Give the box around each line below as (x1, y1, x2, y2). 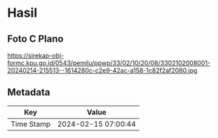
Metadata (7, 86, 50, 99)
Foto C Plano (7, 33, 64, 45)
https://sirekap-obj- (7, 51, 64, 60)
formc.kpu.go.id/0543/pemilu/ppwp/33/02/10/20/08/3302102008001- (7, 59, 211, 67)
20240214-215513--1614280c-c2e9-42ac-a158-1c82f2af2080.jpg (7, 67, 198, 74)
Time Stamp (11, 119, 51, 129)
